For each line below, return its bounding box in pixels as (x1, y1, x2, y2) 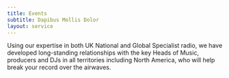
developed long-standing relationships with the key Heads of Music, (7, 49, 200, 57)
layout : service (7, 23, 53, 29)
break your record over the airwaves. (7, 63, 111, 72)
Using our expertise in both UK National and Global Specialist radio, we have (7, 42, 223, 50)
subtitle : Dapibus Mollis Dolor (7, 16, 99, 23)
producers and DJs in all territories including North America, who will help (7, 56, 215, 64)
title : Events (7, 10, 48, 17)
